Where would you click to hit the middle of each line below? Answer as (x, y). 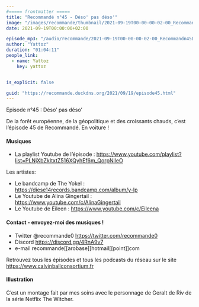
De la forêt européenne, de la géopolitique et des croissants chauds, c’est (96, 121)
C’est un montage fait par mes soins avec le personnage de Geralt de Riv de (99, 292)
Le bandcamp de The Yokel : (49, 184)
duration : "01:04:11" (33, 50)
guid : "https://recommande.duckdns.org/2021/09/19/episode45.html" (91, 93)
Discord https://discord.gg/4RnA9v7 (59, 242)
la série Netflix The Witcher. (40, 299)
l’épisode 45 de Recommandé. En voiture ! (58, 127)
